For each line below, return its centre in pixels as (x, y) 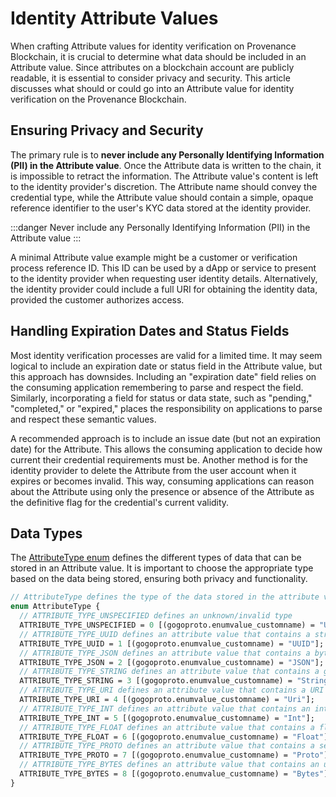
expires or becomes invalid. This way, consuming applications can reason (162, 481)
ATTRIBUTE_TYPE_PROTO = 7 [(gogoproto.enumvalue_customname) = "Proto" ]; (176, 755)
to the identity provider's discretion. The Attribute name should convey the (164, 186)
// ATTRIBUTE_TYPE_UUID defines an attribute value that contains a (165, 634)
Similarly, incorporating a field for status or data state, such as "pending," (161, 398)
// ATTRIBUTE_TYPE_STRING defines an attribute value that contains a (169, 672)
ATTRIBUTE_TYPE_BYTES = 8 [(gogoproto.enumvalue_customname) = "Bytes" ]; (176, 774)
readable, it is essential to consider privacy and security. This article (150, 78)
